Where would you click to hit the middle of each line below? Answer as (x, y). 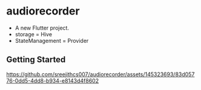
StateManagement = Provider (52, 40)
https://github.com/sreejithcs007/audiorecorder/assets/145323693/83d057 (100, 74)
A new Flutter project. (42, 28)
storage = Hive (34, 34)
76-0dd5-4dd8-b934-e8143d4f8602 (52, 80)
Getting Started (36, 59)
